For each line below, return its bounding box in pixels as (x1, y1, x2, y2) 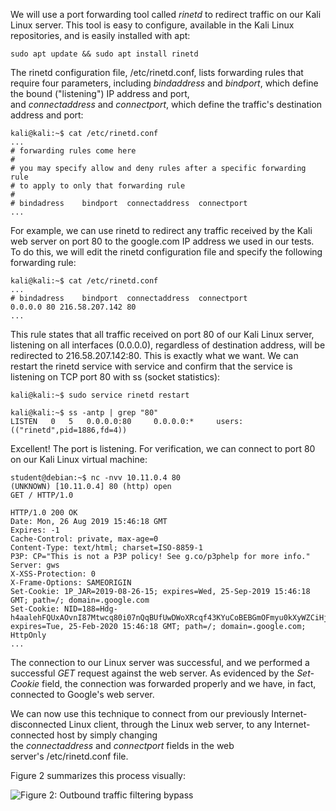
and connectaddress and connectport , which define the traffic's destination (10, 99, 323, 110)
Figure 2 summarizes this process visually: (10, 770, 186, 781)
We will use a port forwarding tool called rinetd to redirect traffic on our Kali (10, 9, 322, 20)
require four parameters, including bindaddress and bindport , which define (10, 77, 319, 89)
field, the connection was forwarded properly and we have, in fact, (41, 678, 317, 689)
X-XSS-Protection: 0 (10, 569, 97, 579)
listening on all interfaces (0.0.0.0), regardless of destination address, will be (10, 339, 326, 351)
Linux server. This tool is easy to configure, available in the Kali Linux (10, 19, 295, 31)
